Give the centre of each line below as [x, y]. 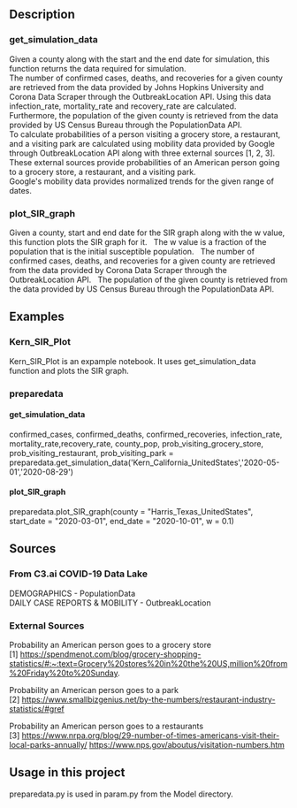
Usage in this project [67, 773]
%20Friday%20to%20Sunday [64, 673]
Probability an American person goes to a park [94, 690]
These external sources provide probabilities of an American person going [145, 162]
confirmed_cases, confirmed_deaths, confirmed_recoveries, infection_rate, [146, 434]
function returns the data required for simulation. [98, 68]
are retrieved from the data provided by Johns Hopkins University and [137, 87]
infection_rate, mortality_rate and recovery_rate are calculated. [123, 106]
